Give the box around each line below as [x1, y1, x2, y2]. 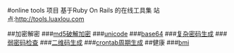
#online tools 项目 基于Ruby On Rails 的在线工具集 [7, 6, 152, 14]
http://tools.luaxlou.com [15, 15, 85, 23]
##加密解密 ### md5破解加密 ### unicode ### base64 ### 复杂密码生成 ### [7, 30, 228, 38]
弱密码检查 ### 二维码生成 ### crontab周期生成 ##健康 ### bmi [7, 38, 190, 47]
